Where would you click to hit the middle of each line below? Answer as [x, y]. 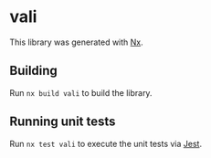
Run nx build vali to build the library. [81, 92]
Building [33, 71]
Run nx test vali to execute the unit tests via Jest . [106, 143]
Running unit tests [63, 122]
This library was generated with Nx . [76, 42]
